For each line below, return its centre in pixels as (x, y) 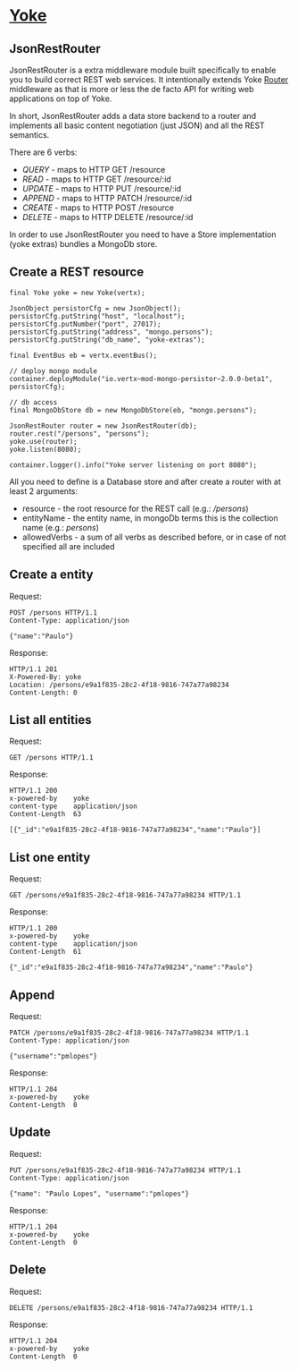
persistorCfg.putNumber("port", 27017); (86, 324)
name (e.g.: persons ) (61, 527)
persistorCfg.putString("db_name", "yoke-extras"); (107, 340)
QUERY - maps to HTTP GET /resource (94, 170)
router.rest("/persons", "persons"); (79, 434)
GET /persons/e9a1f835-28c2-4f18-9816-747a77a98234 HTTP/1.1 (125, 896)
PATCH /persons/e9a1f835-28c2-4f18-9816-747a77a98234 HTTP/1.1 (129, 1033)
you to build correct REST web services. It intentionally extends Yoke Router (149, 80)
